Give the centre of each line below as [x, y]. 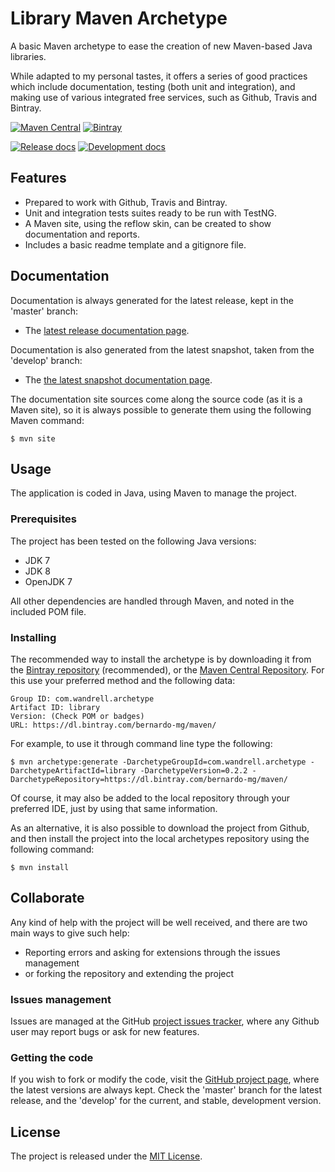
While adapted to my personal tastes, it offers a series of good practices [159, 76]
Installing [33, 637]
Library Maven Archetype [119, 18]
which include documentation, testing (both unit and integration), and [153, 86]
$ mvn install [40, 867]
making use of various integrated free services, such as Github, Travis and [164, 97]
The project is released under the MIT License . [106, 1156]
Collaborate [47, 898]
